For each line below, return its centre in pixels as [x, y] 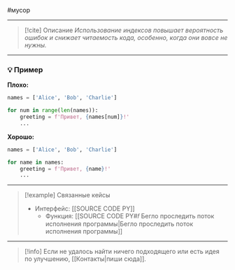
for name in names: [36, 162]
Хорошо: [21, 136]
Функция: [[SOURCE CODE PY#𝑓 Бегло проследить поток [130, 216]
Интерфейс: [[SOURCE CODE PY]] [85, 208]
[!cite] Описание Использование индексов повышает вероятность [124, 30]
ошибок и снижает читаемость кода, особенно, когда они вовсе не [126, 37]
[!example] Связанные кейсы [67, 195]
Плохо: [18, 85]
